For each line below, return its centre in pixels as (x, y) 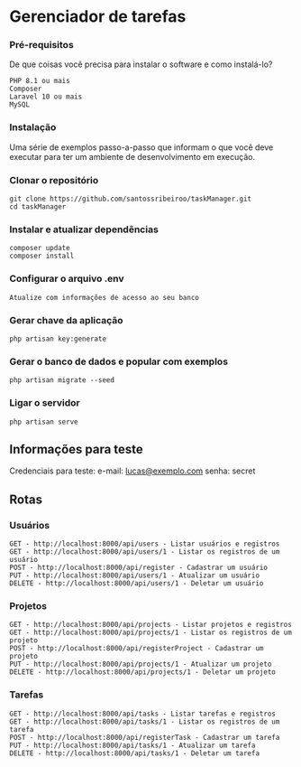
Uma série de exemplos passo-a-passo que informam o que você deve (141, 147)
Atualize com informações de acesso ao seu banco (105, 297)
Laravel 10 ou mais (46, 97)
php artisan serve (44, 422)
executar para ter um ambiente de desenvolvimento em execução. (132, 156)
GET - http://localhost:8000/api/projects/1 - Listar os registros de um (151, 633)
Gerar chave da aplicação (66, 320)
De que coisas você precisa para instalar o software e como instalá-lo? (141, 64)
